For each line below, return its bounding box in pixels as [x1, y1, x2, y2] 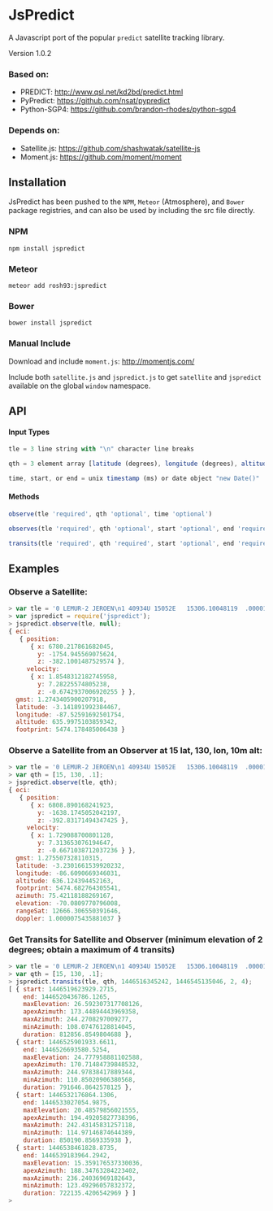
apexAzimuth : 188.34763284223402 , [23, 1166, 140, 1174]
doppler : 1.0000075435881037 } [15, 914, 122, 922]
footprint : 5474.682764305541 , [15, 884, 122, 892]
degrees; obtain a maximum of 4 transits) [8, 943, 175, 955]
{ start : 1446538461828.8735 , [15, 1144, 118, 1152]
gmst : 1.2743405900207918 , [15, 695, 107, 704]
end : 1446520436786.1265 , [23, 992, 111, 1001]
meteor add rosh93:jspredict [8, 281, 107, 290]
